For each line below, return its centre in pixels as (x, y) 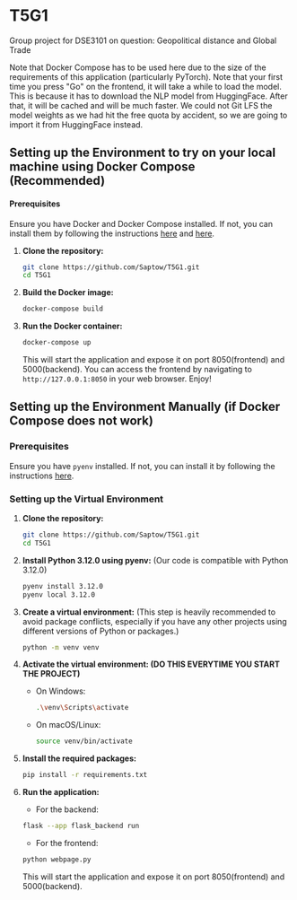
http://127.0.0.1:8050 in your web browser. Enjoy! (117, 379)
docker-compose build (62, 309)
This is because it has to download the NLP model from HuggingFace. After (149, 96)
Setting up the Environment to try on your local (143, 153)
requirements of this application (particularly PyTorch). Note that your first (146, 76)
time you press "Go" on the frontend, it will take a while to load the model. (146, 86)
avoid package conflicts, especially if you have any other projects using (154, 621)
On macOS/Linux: (68, 725)
